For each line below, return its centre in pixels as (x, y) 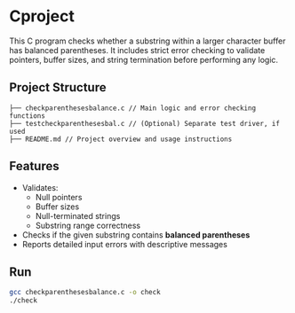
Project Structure (58, 87)
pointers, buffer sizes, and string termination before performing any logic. (144, 59)
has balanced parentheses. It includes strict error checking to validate (137, 50)
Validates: (40, 187)
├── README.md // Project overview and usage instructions (121, 139)
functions (28, 116)
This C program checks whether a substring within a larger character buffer (147, 41)
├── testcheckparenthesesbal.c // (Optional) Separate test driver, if (144, 123)
